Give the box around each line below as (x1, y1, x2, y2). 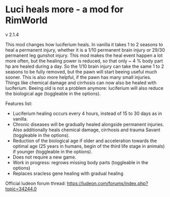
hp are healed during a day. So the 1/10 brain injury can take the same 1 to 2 (5, 63, 164, 69)
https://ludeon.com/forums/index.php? (67, 180, 149, 186)
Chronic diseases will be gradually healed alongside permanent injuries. (12, 121, 164, 127)
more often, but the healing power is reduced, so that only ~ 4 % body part (5, 57, 163, 64)
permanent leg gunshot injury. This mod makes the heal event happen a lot (5, 52, 163, 58)
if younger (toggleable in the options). (12, 148, 93, 154)
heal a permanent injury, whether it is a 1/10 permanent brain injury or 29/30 (5, 47, 165, 53)
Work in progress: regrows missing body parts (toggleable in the (12, 159, 149, 165)
